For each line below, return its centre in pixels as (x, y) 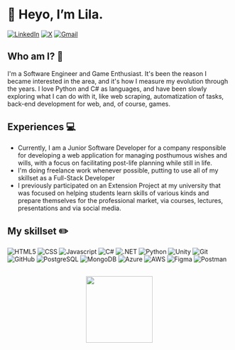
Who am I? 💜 (35, 56)
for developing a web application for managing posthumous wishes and (122, 155)
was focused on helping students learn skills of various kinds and (113, 193)
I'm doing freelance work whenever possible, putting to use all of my (118, 170)
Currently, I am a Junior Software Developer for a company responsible (122, 148)
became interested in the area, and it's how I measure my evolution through (118, 81)
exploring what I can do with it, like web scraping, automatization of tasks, (116, 96)
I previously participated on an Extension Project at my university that (119, 185)
